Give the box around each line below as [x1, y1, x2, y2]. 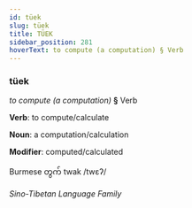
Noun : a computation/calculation [9, 129, 129, 140]
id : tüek [9, 12, 42, 22]
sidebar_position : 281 [9, 37, 93, 47]
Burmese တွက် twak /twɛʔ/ [9, 166, 107, 177]
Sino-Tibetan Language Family [9, 189, 122, 199]
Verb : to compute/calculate [9, 112, 110, 123]
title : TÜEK [9, 29, 53, 38]
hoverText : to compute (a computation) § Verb [9, 46, 184, 55]
